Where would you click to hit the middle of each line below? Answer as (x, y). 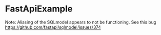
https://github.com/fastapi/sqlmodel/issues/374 (53, 27)
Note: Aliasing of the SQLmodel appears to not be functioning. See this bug (81, 22)
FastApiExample (39, 9)
